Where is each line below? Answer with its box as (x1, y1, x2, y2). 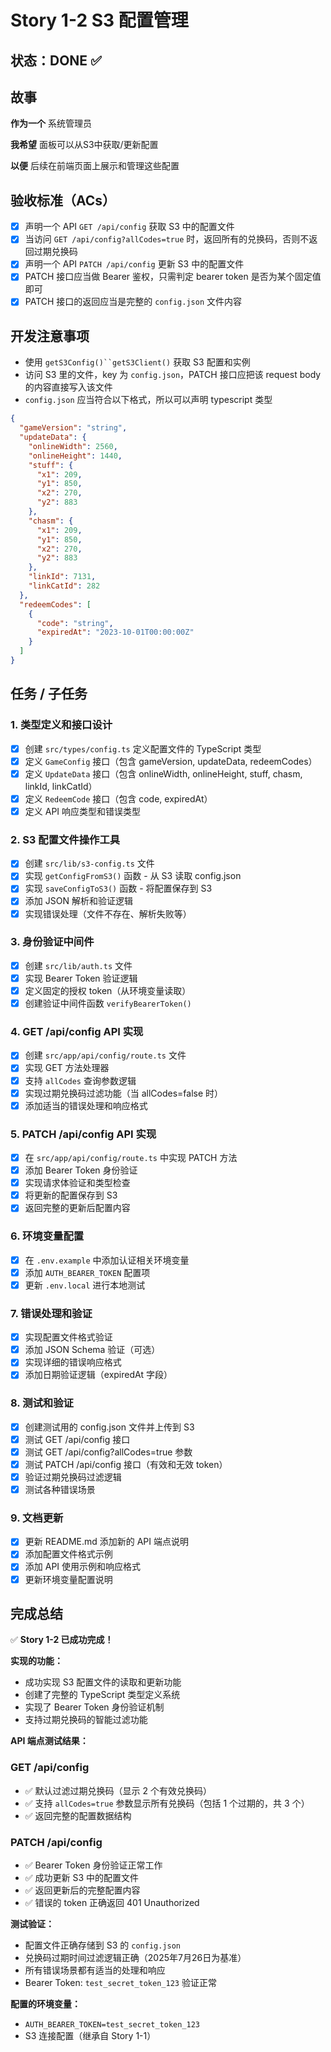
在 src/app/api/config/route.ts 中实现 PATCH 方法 (24, 1152, 238, 1164)
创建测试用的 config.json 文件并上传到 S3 (24, 1421, 195, 1433)
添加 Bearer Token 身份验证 (24, 1164, 138, 1176)
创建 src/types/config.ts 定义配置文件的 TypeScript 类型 (24, 742, 262, 755)
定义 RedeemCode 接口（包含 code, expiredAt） (24, 792, 213, 805)
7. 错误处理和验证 (10, 1306, 93, 1320)
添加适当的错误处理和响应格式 (24, 1099, 148, 1111)
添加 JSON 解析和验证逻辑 (24, 895, 133, 907)
